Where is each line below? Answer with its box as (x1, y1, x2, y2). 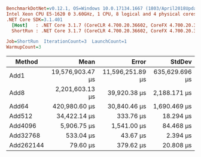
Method (15, 58, 38, 66)
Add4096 (9, 122, 37, 130)
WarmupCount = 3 (6, 44, 42, 50)
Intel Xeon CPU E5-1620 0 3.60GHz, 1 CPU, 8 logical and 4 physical (6, 11, 181, 17)
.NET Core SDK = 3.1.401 (6, 16, 63, 23)
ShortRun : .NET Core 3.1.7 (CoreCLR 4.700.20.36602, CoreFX (11, 28, 167, 34)
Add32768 (9, 131, 41, 140)
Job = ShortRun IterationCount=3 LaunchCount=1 (6, 38, 127, 45)
